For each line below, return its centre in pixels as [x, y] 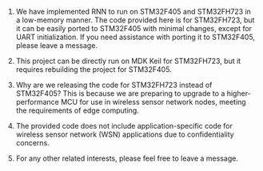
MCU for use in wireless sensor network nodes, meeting [153, 102]
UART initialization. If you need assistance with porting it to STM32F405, [135, 37]
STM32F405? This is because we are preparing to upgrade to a [120, 93]
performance [38, 102]
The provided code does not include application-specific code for [124, 126]
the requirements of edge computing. [78, 110]
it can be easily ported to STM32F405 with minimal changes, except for [134, 28]
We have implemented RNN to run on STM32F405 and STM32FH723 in [133, 12]
